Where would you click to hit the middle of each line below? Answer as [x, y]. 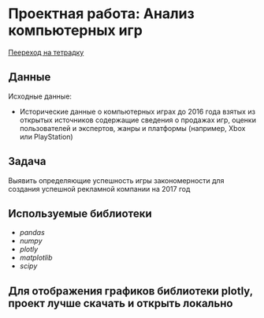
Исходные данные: [40, 96]
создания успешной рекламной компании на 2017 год [99, 189]
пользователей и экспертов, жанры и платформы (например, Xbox [132, 128]
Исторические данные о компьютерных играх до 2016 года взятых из [138, 111]
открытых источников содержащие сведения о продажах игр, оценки [138, 120]
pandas [32, 233]
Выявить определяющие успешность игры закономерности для [116, 180]
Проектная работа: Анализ [101, 14]
